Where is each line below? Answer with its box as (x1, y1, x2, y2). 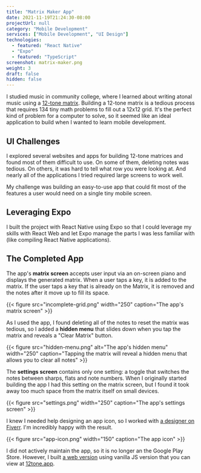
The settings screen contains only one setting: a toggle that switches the (6, 368, 189, 375)
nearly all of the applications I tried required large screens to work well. (6, 171, 183, 178)
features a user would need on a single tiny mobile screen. (6, 189, 153, 197)
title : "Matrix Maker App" (6, 8, 74, 15)
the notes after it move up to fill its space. (6, 289, 110, 296)
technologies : (6, 37, 42, 43)
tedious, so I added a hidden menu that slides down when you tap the (6, 325, 181, 333)
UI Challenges (6, 136, 61, 146)
